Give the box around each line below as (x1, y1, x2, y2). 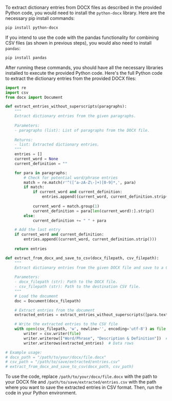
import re (5, 85, 27, 90)
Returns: (14, 137, 33, 142)
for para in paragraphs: (14, 170, 68, 176)
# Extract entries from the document (14, 307, 95, 313)
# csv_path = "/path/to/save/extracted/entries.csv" (5, 360, 120, 365)
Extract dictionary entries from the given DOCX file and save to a (14, 265, 164, 270)
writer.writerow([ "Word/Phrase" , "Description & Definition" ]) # (24, 335, 168, 341)
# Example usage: (5, 350, 42, 355)
